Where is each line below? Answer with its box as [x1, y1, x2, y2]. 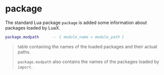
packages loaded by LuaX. [5, 24, 60, 30]
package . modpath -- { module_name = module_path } [5, 34, 124, 39]
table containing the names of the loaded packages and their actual [17, 43, 157, 49]
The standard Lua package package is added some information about [5, 19, 147, 25]
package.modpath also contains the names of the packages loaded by [17, 58, 159, 64]
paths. [17, 48, 31, 55]
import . [17, 63, 33, 70]
